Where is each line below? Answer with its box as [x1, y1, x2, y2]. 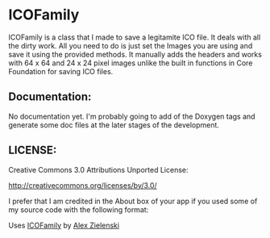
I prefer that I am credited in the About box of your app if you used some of [8, 196, 258, 206]
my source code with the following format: [8, 204, 149, 215]
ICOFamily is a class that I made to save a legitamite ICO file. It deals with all [8, 32, 261, 42]
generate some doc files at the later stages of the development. [8, 119, 220, 130]
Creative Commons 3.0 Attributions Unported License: [8, 165, 189, 174]
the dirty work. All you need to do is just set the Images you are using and [8, 40, 253, 50]
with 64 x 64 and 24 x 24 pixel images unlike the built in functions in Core [8, 58, 253, 68]
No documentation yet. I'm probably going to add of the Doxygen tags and [8, 111, 255, 121]
